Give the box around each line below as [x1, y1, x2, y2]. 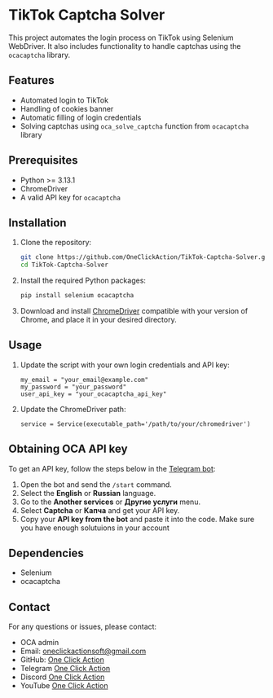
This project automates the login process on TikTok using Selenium [8, 33, 234, 42]
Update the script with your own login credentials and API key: [20, 360, 230, 370]
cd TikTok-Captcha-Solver [20, 261, 108, 270]
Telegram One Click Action [20, 664, 111, 674]
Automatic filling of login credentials [20, 112, 142, 122]
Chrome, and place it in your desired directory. [20, 315, 177, 324]
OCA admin [20, 638, 59, 648]
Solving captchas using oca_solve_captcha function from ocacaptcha [20, 121, 249, 131]
